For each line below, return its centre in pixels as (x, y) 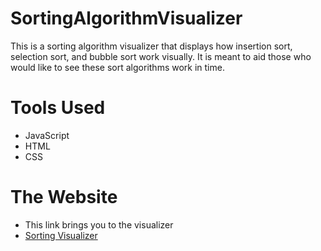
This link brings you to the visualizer (99, 224)
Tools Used (58, 108)
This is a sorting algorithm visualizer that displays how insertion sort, (151, 46)
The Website (64, 197)
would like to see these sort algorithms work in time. (117, 67)
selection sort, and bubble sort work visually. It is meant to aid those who (161, 56)
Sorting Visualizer (61, 235)
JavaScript (47, 135)
